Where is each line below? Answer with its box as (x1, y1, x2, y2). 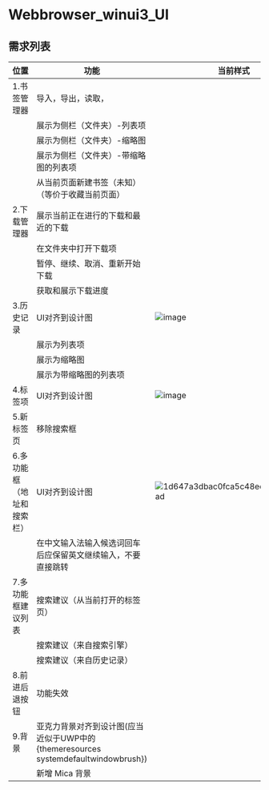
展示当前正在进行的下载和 (36, 210, 134, 221)
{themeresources (36, 744, 102, 754)
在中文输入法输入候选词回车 (36, 538, 142, 548)
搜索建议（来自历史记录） (36, 655, 134, 666)
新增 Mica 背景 (36, 768, 92, 779)
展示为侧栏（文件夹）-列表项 (36, 120, 147, 131)
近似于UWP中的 (36, 733, 96, 744)
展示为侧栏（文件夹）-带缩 (36, 150, 139, 161)
